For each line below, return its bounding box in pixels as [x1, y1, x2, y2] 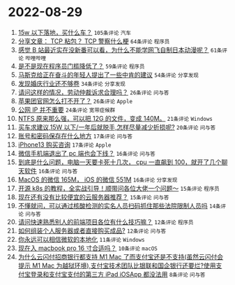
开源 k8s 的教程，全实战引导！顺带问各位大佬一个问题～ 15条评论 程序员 [17, 184, 220, 192]
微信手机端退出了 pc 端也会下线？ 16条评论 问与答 [17, 149, 156, 157]
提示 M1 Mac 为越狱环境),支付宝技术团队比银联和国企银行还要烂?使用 [17, 261, 216, 270]
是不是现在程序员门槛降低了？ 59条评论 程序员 [17, 61, 145, 70]
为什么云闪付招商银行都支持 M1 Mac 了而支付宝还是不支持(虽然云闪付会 [17, 252, 224, 261]
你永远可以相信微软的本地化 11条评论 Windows [17, 235, 145, 243]
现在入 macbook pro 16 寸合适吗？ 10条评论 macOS [17, 244, 158, 252]
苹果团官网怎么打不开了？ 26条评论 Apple [17, 96, 133, 105]
